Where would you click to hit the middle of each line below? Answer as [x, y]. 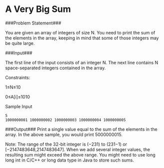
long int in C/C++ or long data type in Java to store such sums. [70, 160]
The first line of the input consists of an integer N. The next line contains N [82, 62]
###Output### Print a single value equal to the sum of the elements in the [82, 129]
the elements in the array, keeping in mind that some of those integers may [82, 38]
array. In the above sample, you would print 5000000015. [64, 134]
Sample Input [19, 106]
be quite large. [20, 43]
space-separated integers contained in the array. [56, 68]
